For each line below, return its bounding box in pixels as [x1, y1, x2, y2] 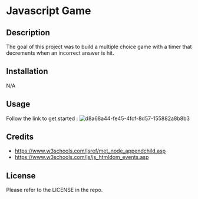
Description [6, 28, 50, 38]
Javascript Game [6, 4, 91, 18]
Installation [6, 67, 48, 77]
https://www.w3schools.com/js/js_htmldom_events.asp [14, 154, 149, 161]
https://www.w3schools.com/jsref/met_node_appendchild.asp [14, 147, 166, 154]
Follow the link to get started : [6, 115, 78, 122]
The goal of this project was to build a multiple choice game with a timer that [6, 43, 192, 50]
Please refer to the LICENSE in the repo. [6, 187, 103, 194]
